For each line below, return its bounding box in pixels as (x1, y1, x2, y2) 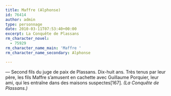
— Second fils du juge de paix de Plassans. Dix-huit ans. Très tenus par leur (5, 68, 166, 75)
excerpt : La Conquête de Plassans (5, 31, 80, 36)
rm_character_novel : (5, 36, 50, 41)
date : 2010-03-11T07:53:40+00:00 (5, 27, 77, 32)
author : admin (5, 17, 36, 22)
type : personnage (5, 21, 43, 27)
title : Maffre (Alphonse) (5, 7, 61, 13)
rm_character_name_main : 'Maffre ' (5, 45, 82, 51)
